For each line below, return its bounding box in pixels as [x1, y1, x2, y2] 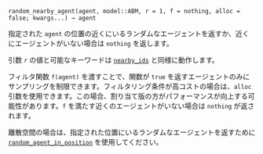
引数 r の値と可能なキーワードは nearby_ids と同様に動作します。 [8, 56, 220, 64]
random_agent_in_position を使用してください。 [8, 138, 163, 146]
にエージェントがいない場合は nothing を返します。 [8, 39, 174, 48]
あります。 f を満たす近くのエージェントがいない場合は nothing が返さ [28, 102, 255, 110]
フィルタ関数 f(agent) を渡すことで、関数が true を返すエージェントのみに [8, 72, 250, 81]
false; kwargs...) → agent [8, 14, 97, 22]
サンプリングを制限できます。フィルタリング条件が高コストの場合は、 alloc [8, 82, 252, 91]
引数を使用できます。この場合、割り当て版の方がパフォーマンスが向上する [8, 91, 249, 101]
